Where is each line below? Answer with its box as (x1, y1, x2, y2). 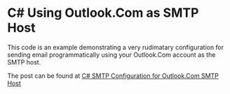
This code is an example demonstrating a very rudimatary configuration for (7, 43, 224, 51)
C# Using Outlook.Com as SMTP (7, 5, 199, 21)
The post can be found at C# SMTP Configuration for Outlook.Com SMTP (7, 72, 219, 80)
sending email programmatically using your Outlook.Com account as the (7, 51, 216, 59)
